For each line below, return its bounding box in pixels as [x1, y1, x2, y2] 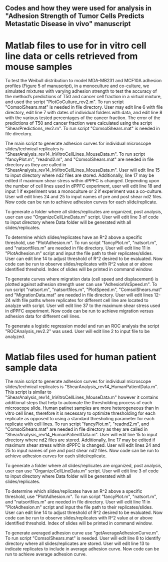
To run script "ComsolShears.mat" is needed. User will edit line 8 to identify [5, 535, 161, 541]
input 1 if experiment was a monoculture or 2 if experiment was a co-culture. [5, 188, 163, 194]
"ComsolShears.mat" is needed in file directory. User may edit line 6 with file [5, 104, 163, 110]
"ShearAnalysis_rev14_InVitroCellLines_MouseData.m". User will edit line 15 [5, 167, 160, 173]
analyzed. [5, 334, 25, 340]
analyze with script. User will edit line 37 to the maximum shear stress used [5, 303, 160, 309]
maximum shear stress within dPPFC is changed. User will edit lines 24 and [5, 442, 160, 448]
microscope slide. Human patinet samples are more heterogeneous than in [5, 405, 159, 411]
